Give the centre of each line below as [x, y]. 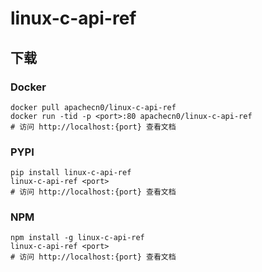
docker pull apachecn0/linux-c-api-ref [93, 107]
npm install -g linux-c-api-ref [77, 238]
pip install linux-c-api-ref [71, 173]
